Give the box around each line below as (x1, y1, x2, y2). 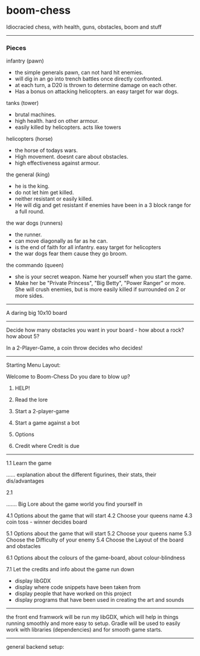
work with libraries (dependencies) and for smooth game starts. (6, 626, 162, 633)
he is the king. (14, 182, 49, 190)
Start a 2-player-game (14, 408, 70, 415)
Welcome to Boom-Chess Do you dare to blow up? (6, 373, 130, 380)
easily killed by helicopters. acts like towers (14, 123, 121, 131)
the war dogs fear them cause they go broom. (14, 250, 128, 257)
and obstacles (6, 543, 41, 550)
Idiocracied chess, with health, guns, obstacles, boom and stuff (6, 23, 162, 30)
